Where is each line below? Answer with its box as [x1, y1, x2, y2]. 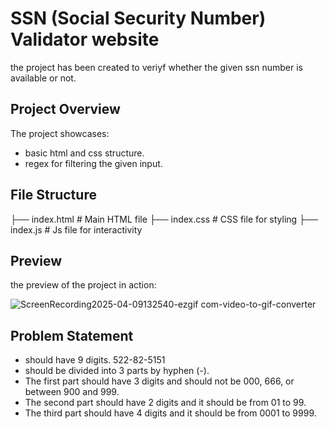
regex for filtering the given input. [24, 157, 163, 169]
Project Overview [10, 101, 121, 118]
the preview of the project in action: [10, 279, 157, 291]
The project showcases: [10, 127, 110, 139]
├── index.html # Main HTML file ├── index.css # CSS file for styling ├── [10, 213, 318, 225]
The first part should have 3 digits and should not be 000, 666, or [24, 375, 295, 387]
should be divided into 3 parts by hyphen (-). [24, 365, 210, 377]
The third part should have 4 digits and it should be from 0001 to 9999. [24, 407, 317, 419]
